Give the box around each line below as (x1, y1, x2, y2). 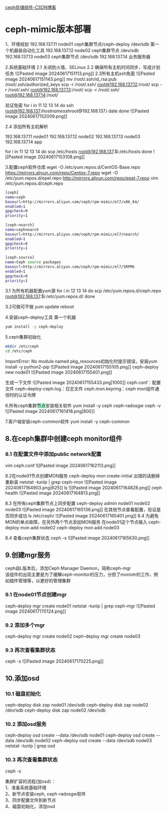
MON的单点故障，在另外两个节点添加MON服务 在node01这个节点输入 (5, 519, 148, 525)
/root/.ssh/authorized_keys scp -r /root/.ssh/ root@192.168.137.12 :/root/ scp (5, 81, 159, 87)
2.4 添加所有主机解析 (5, 123, 48, 129)
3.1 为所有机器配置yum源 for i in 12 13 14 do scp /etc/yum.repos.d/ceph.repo (5, 288, 161, 294)
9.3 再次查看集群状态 (5, 647, 56, 654)
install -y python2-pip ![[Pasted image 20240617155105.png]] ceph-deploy (5, 364, 159, 370)
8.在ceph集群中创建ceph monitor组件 (5, 434, 123, 443)
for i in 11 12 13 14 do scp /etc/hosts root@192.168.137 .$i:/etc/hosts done (5, 148, 153, 154)
